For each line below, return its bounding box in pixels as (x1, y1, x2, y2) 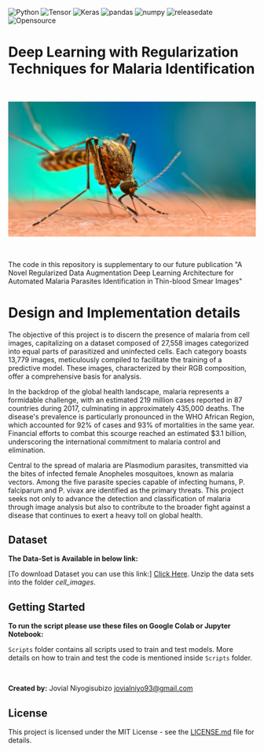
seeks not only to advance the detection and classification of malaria (8, 493, 231, 503)
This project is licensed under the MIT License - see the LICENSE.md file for (8, 727, 255, 736)
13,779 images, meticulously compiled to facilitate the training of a (8, 354, 222, 365)
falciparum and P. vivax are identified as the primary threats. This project (8, 485, 244, 495)
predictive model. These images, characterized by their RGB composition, (8, 363, 247, 372)
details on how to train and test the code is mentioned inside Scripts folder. (8, 653, 253, 663)
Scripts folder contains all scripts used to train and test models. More (8, 645, 233, 654)
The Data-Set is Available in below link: (8, 554, 139, 563)
